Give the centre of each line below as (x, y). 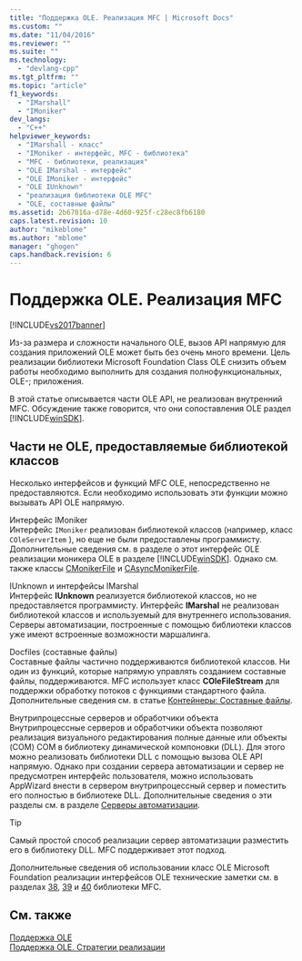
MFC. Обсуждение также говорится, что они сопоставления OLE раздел (151, 409)
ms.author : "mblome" (49, 238)
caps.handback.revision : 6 (60, 255)
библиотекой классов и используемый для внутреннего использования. (151, 614)
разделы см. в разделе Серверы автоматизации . (105, 804)
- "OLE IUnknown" (50, 187)
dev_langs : (30, 119)
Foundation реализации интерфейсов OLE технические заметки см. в (144, 877)
